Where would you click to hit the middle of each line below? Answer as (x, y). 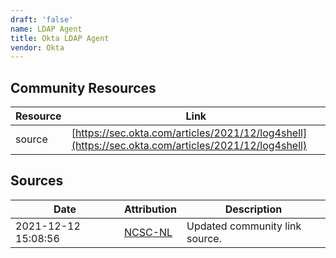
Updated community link (244, 226)
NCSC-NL (148, 232)
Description (253, 209)
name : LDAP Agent (46, 29)
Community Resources (83, 87)
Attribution (150, 209)
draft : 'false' (42, 19)
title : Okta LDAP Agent (60, 38)
